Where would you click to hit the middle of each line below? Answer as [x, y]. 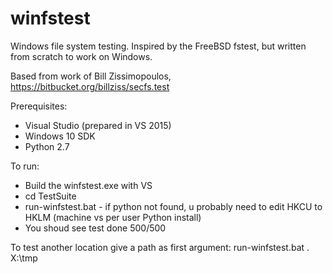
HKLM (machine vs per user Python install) [113, 217]
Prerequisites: [39, 106]
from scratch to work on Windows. [81, 56]
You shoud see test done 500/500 [95, 228]
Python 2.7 [47, 146]
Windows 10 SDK [60, 136]
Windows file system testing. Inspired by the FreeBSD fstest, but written [158, 46]
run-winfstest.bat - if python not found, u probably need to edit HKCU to [173, 206]
